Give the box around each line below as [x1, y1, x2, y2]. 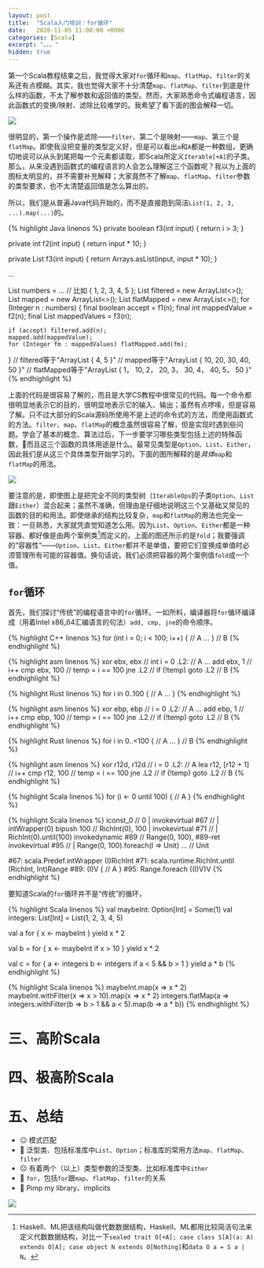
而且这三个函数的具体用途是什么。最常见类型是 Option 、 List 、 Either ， [26, 439, 255, 449]
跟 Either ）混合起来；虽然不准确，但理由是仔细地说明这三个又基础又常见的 [8, 501, 250, 509]
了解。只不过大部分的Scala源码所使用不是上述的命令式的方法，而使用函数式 [8, 410, 254, 419]
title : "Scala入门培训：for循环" [8, 19, 113, 27]
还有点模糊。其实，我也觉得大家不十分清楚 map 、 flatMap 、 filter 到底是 [14, 80, 244, 90]
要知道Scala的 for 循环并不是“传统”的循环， [8, 889, 147, 899]
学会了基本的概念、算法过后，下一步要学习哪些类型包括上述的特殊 [21, 430, 236, 438]
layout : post [8, 11, 51, 20]
